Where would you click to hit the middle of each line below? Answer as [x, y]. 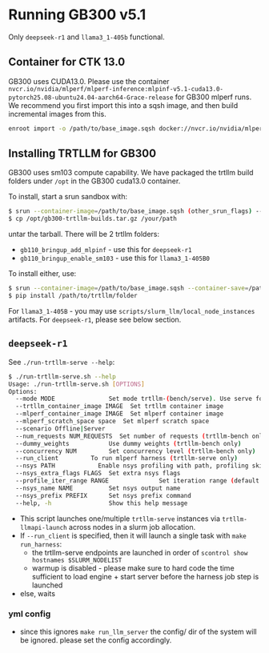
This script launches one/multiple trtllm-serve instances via [120, 519]
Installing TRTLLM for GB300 [82, 154]
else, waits [38, 593]
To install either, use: [42, 274]
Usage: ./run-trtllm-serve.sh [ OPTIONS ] [77, 384]
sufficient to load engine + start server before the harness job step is [145, 576]
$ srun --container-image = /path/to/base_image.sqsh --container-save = [128, 288]
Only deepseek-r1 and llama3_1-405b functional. [87, 37]
